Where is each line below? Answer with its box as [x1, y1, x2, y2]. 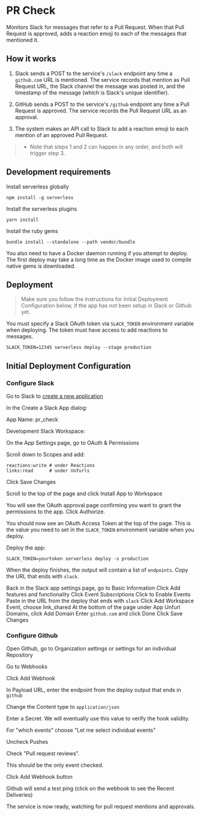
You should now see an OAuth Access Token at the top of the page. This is [6, 520, 191, 527]
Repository [6, 651, 33, 659]
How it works [6, 54, 56, 64]
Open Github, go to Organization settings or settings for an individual [6, 645, 176, 652]
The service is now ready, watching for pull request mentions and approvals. [6, 803, 196, 810]
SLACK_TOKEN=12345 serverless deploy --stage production [6, 344, 152, 351]
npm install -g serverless [6, 194, 74, 200]
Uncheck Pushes [6, 738, 49, 746]
